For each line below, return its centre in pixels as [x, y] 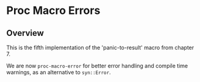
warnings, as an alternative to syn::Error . [59, 72]
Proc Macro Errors [53, 11]
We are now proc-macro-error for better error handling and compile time [97, 66]
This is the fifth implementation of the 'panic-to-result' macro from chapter [100, 47]
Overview [25, 33]
